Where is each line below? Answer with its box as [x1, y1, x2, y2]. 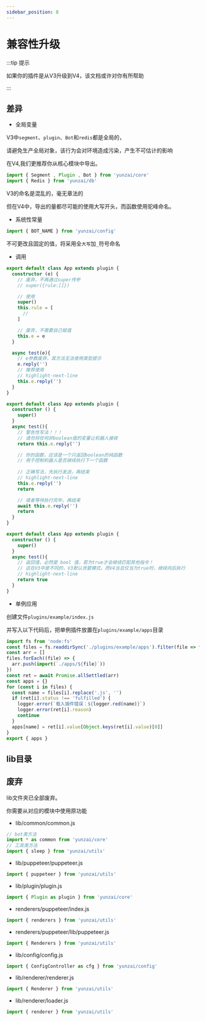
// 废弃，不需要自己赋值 [17, 327, 72, 333]
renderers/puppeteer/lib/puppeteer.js [15, 928, 110, 936]
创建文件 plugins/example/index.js [6, 613, 94, 620]
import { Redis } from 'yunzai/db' [6, 178, 97, 184]
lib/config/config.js [15, 951, 63, 958]
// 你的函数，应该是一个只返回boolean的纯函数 [17, 452, 123, 458]
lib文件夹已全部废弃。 [6, 794, 61, 801]
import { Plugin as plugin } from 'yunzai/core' [6, 894, 133, 900]
